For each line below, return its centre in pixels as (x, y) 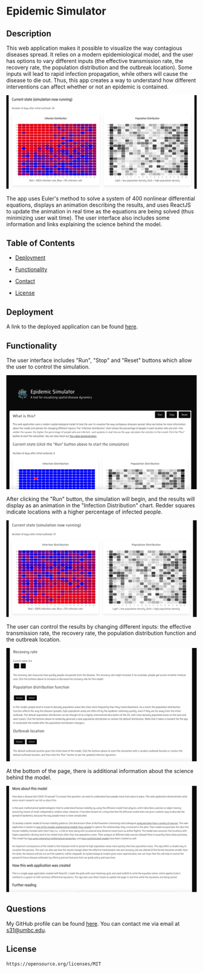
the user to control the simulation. (48, 367)
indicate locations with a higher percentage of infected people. (85, 512)
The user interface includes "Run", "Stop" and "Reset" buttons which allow (99, 360)
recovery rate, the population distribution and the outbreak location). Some (99, 67)
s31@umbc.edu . (26, 930)
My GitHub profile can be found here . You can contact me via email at (93, 923)
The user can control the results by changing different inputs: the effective (99, 627)
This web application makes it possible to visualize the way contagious (94, 48)
